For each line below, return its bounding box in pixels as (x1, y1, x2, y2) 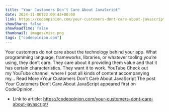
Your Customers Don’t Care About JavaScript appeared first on (5, 80, 136, 86)
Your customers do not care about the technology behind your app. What (5, 48, 157, 55)
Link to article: (12, 95, 42, 101)
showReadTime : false (5, 26, 49, 31)
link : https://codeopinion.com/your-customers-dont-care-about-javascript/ (5, 16, 167, 21)
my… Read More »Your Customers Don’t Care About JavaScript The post (5, 75, 156, 81)
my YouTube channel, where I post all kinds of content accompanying (5, 70, 149, 76)
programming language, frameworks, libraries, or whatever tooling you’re (5, 54, 157, 60)
